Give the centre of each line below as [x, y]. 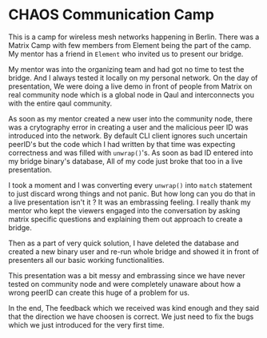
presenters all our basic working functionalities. [87, 260]
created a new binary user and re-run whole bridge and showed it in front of [134, 251]
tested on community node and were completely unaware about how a [125, 284]
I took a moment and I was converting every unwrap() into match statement [130, 185]
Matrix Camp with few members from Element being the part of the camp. [130, 45]
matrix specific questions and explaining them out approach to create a [126, 219]
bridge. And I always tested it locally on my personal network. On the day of [133, 78]
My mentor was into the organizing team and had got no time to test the [126, 69]
